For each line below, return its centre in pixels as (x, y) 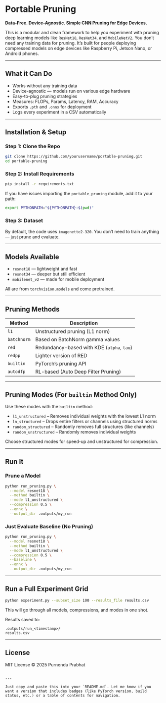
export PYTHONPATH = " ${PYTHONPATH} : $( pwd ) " (49, 208)
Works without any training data (45, 86)
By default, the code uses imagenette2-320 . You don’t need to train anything (82, 231)
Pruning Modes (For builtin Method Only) (71, 395)
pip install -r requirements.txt (40, 184)
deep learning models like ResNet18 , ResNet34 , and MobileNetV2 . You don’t (80, 38)
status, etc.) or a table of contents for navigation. (63, 695)
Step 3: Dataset (24, 220)
